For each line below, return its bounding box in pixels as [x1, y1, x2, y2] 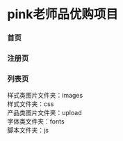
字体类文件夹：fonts [7, 117, 65, 126]
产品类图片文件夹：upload [7, 109, 82, 117]
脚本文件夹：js [7, 126, 49, 135]
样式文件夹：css [7, 100, 54, 108]
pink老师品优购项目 [7, 6, 118, 22]
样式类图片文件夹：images [7, 91, 83, 100]
